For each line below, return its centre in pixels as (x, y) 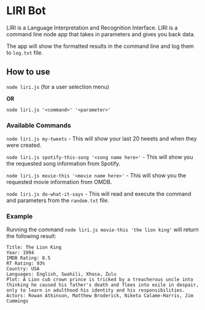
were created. (24, 145)
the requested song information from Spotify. (64, 164)
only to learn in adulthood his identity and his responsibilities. (96, 290)
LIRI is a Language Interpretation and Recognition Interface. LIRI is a (92, 28)
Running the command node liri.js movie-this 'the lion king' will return (103, 230)
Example (20, 216)
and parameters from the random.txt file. (58, 201)
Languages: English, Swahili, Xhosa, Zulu (61, 274)
